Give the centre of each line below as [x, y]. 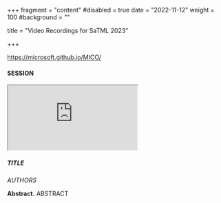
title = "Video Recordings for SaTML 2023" [68, 31]
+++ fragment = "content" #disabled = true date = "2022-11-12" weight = [111, 10]
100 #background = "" [39, 17]
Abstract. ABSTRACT [38, 194]
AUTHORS [22, 180]
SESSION [21, 73]
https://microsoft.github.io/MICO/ [54, 57]
